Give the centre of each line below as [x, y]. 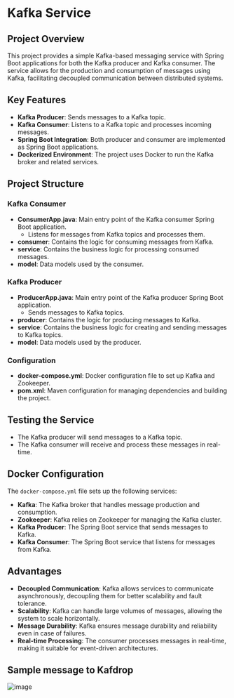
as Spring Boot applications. [58, 147]
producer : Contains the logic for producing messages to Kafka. [109, 320]
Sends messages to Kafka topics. [76, 312]
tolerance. [32, 603]
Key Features [37, 100]
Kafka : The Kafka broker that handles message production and [108, 504]
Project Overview [46, 39]
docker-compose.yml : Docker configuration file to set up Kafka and [116, 376]
